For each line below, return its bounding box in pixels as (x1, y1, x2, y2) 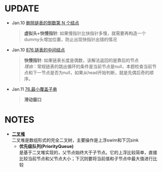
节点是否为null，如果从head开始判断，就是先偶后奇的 (41, 69, 150, 75)
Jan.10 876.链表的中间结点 (11, 47, 65, 53)
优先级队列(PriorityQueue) (19, 143, 74, 149)
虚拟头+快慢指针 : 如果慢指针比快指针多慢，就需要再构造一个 (24, 30, 146, 36)
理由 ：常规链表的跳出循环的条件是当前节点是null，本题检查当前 (24, 63, 152, 69)
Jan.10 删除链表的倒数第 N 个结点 (11, 20, 79, 26)
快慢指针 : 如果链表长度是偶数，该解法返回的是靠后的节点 (24, 57, 139, 63)
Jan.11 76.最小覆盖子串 (11, 86, 58, 92)
